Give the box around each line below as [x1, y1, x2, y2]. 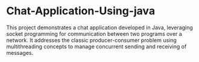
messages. [6, 49, 34, 56]
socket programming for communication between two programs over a [6, 30, 182, 37]
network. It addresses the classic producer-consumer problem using [6, 36, 177, 44]
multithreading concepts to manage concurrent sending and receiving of [6, 43, 187, 50]
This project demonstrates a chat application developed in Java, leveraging [6, 24, 193, 31]
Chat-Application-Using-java [6, 4, 156, 18]
